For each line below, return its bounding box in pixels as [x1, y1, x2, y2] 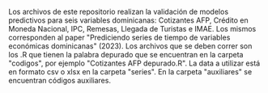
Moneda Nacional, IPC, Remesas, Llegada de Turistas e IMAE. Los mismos [8, 24, 257, 33]
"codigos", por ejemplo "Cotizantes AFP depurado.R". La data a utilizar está [8, 58, 261, 68]
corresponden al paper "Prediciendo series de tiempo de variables [8, 32, 231, 42]
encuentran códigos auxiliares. [8, 76, 112, 85]
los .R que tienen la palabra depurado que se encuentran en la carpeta [8, 50, 244, 59]
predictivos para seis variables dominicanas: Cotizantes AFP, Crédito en [8, 15, 249, 25]
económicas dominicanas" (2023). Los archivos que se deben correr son [8, 41, 253, 51]
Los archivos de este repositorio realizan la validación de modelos [8, 7, 229, 16]
